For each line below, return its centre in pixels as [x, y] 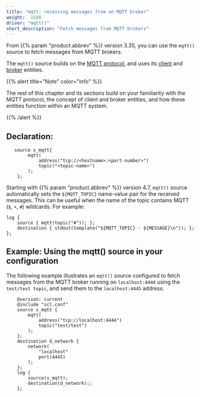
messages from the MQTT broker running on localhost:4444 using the [93, 282]
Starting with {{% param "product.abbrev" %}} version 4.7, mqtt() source [97, 188]
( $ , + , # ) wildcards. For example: [46, 207]
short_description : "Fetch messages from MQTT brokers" [77, 28]
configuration [32, 261]
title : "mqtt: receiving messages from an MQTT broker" [77, 12]
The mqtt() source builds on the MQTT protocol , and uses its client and [95, 64]
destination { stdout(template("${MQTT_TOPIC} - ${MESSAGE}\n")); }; [106, 228]
